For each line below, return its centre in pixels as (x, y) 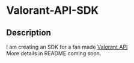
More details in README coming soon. (54, 53)
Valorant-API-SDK (53, 10)
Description (29, 33)
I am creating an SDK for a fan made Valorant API (67, 47)
